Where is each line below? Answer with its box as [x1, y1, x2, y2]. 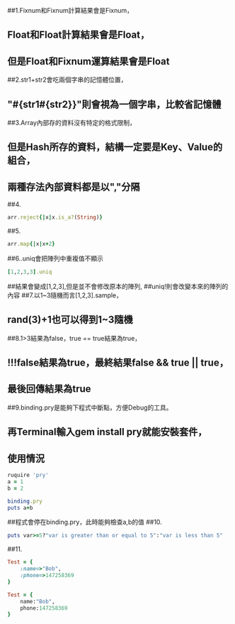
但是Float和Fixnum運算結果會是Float [7, 55, 170, 67]
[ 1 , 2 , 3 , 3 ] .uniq [7, 268, 52, 275]
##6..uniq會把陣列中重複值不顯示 [7, 254, 104, 263]
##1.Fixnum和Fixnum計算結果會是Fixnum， [7, 6, 133, 14]
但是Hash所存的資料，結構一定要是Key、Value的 [7, 141, 223, 153]
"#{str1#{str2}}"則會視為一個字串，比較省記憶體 [7, 98, 222, 110]
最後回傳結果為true [7, 383, 91, 395]
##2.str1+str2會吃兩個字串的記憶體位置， [7, 75, 127, 84]
